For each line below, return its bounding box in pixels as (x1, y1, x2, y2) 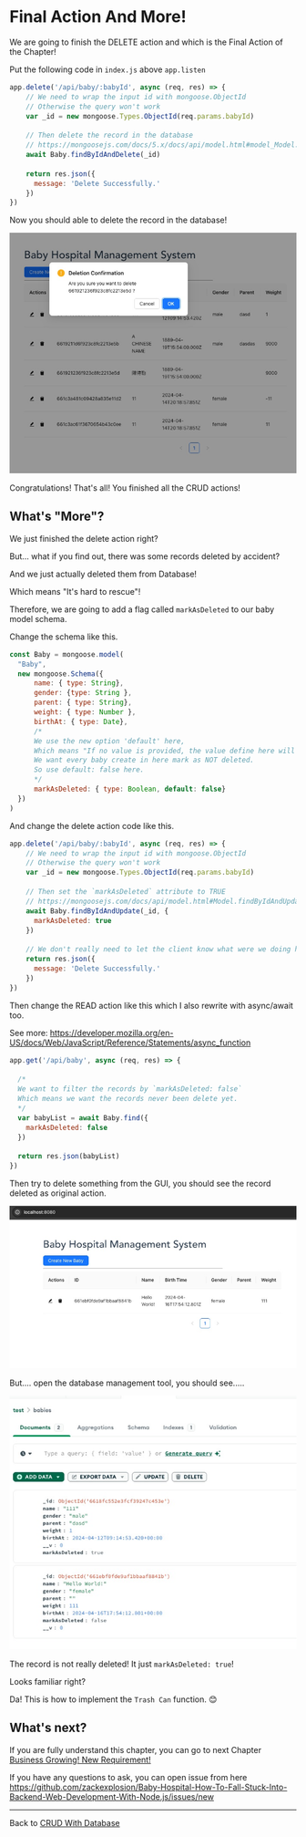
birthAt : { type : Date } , (33, 717, 128, 726)
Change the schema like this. (9, 631, 118, 642)
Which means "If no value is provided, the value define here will (33, 746, 296, 755)
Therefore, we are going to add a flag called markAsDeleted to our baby (9, 604, 275, 615)
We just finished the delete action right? (9, 533, 158, 544)
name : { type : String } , (33, 679, 125, 688)
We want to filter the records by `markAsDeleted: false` (17, 1085, 243, 1094)
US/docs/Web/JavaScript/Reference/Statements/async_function (9, 1037, 251, 1048)
